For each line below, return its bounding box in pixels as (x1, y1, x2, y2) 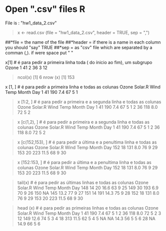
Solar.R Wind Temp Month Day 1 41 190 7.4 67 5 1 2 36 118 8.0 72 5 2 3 (17, 210, 162, 216)
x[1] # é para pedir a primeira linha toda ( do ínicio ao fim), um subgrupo (5, 59, 153, 65)
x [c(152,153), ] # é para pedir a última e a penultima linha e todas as (17, 139, 157, 145)
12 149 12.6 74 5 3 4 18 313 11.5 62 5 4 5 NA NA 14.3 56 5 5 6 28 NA (17, 215, 156, 222)
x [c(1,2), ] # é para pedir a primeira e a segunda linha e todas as (17, 119, 150, 125)
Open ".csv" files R (5, 3, 85, 15)
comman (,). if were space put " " (5, 50, 74, 56)
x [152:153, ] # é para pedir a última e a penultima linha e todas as (17, 159, 152, 165)
